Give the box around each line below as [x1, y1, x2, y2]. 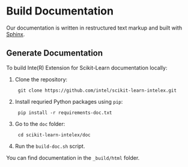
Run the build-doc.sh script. [14, 142, 85, 150]
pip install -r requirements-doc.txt [17, 110, 112, 116]
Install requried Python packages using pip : [14, 98, 123, 105]
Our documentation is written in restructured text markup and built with [6, 24, 182, 31]
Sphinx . [6, 30, 25, 37]
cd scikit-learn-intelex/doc [17, 131, 91, 138]
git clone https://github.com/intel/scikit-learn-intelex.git [17, 87, 177, 93]
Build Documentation [6, 4, 114, 18]
